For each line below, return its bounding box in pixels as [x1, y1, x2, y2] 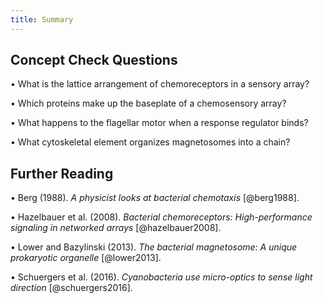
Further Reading [10, 165, 114, 182]
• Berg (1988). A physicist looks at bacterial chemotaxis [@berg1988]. [10, 192, 300, 204]
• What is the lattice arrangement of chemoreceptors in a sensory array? [10, 78, 310, 90]
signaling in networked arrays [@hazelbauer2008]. [10, 222, 222, 234]
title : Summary [10, 14, 74, 25]
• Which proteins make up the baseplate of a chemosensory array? [10, 97, 287, 110]
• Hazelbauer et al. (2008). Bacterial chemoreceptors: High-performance [10, 211, 313, 223]
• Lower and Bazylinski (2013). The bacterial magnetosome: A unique [10, 241, 298, 253]
